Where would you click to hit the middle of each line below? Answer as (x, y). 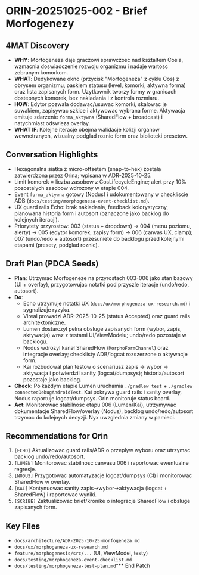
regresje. (25, 470)
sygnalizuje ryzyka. (47, 310)
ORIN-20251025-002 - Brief (76, 11)
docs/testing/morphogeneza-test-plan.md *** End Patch (82, 566)
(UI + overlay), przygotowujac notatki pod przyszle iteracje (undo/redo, (102, 284)
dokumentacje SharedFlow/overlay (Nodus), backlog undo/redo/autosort (104, 411)
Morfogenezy (40, 24)
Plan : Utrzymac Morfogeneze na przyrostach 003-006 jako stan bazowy (103, 278)
